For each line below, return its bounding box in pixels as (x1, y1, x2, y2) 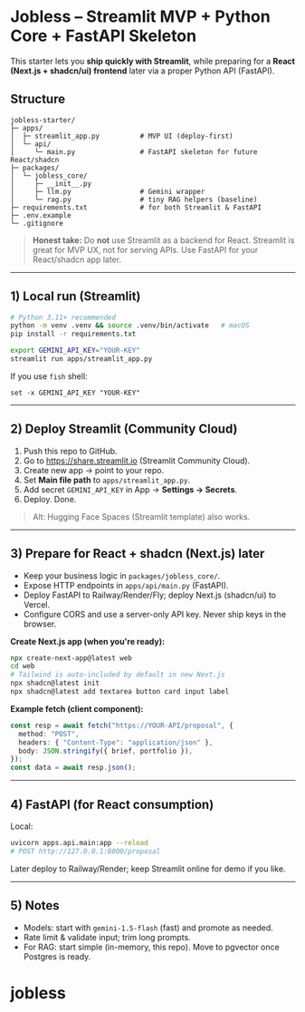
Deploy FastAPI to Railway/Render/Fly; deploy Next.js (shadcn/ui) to (23, 589, 277, 600)
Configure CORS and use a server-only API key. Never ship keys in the (23, 608, 287, 619)
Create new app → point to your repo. (23, 464, 165, 475)
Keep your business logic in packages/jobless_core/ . (23, 569, 221, 581)
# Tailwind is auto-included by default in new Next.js (10, 670, 225, 679)
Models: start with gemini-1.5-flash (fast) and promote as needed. (23, 922, 274, 933)
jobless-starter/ (10, 115, 76, 124)
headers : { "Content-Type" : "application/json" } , (18, 737, 214, 747)
